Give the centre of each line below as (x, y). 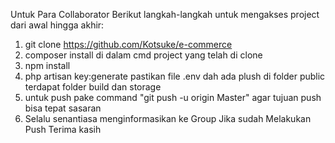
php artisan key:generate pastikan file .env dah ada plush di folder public (175, 76)
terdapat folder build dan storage (93, 87)
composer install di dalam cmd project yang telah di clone (143, 55)
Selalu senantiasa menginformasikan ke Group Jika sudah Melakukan (168, 118)
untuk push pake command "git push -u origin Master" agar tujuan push (173, 97)
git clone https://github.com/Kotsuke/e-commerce (128, 44)
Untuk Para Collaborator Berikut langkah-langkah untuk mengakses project (165, 14)
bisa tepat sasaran (63, 108)
